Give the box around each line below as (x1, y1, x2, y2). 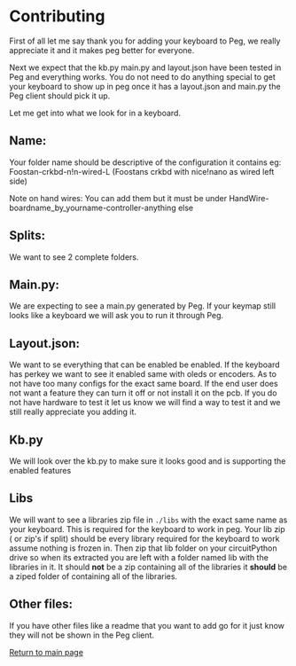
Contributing (9, 6, 105, 27)
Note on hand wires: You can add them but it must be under (9, 192, 228, 203)
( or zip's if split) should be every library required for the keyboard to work (9, 533, 280, 544)
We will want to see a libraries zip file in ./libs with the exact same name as (9, 514, 288, 525)
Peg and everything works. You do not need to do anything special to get (9, 71, 277, 82)
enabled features (9, 466, 72, 475)
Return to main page (9, 646, 84, 657)
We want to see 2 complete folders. (9, 251, 139, 262)
